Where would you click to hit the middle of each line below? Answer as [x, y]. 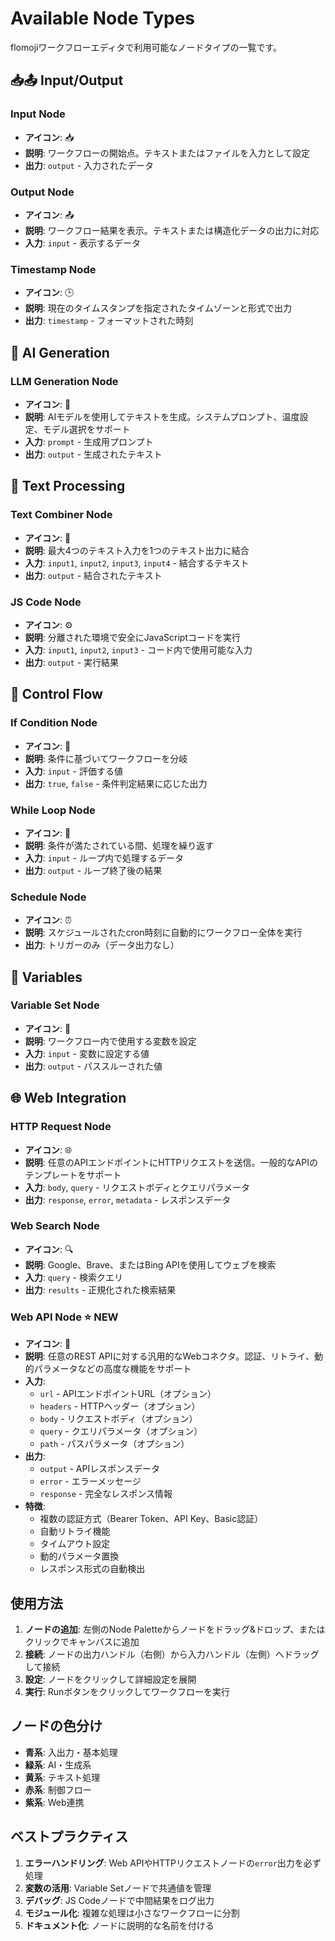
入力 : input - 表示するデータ [82, 243]
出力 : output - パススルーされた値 [93, 1066]
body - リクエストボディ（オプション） [118, 1419]
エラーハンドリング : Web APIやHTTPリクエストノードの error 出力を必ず [173, 1863]
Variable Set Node [55, 1005]
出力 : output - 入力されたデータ [89, 165]
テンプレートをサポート [73, 1174]
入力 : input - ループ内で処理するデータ [104, 858]
